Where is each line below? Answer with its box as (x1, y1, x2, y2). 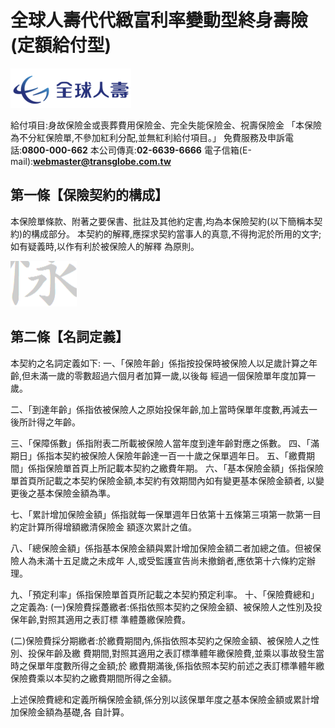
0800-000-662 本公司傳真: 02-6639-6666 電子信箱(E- (21, 144, 252, 156)
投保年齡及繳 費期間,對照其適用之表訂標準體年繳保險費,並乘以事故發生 (27, 647, 317, 659)
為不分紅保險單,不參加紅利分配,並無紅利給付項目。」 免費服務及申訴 (10, 131, 286, 143)
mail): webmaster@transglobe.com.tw (10, 155, 172, 167)
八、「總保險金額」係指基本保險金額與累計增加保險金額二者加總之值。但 (10, 542, 304, 554)
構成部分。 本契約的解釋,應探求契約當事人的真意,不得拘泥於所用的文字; (31, 227, 322, 240)
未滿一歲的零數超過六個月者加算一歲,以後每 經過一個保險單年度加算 (30, 369, 308, 381)
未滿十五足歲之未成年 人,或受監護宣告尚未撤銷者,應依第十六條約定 (36, 554, 308, 566)
